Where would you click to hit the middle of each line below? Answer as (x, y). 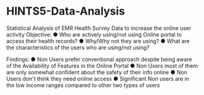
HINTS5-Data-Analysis (66, 11)
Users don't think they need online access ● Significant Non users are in (98, 79)
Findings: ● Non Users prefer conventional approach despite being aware (99, 59)
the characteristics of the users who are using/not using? (78, 47)
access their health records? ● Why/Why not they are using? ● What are (98, 41)
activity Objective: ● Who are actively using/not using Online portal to (94, 34)
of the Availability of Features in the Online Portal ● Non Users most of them (102, 66)
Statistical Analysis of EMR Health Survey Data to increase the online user (99, 28)
